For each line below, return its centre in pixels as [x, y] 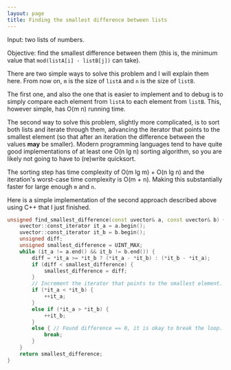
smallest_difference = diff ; [86, 271]
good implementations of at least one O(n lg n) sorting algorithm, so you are [114, 151]
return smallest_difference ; [61, 354]
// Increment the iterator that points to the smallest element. [128, 284]
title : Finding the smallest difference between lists [87, 20]
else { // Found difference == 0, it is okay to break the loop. [128, 328]
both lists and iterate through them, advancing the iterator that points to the [113, 129]
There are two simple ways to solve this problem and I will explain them [108, 74]
